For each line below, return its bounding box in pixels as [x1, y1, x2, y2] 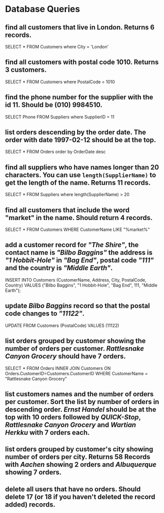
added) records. [5, 500, 55, 509]
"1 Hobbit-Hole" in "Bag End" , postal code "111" [5, 256, 154, 264]
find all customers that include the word [5, 206, 130, 214]
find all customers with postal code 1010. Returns [5, 58, 159, 66]
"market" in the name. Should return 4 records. [5, 213, 153, 222]
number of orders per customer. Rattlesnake [5, 345, 144, 353]
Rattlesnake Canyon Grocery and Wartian [5, 420, 137, 429]
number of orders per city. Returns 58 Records [5, 453, 151, 461]
